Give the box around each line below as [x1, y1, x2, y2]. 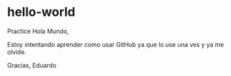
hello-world [7, 4, 76, 20]
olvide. [7, 48, 26, 56]
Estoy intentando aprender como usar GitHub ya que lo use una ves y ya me [7, 40, 224, 48]
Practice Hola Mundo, [7, 27, 69, 35]
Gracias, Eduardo [7, 61, 57, 69]
